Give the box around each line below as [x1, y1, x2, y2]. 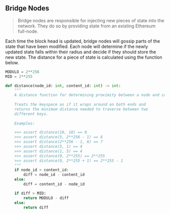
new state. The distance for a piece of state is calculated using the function [5, 54, 162, 60]
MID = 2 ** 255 [5, 74, 33, 79]
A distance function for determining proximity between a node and [14, 93, 159, 98]
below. [5, 59, 19, 65]
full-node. [17, 28, 38, 34]
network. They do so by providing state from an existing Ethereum [17, 23, 156, 29]
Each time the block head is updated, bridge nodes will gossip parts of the [5, 38, 160, 44]
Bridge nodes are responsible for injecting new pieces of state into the [17, 17, 164, 23]
